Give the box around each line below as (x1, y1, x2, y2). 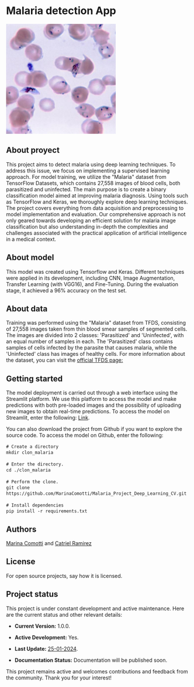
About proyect (6, 145, 60, 155)
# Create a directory (6, 444, 59, 450)
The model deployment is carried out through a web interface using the (6, 389, 178, 396)
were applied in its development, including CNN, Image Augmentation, (6, 274, 175, 281)
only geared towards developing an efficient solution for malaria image (6, 217, 176, 224)
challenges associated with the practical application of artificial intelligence (6, 229, 187, 236)
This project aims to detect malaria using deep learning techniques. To (6, 161, 176, 168)
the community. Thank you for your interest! (6, 674, 112, 681)
